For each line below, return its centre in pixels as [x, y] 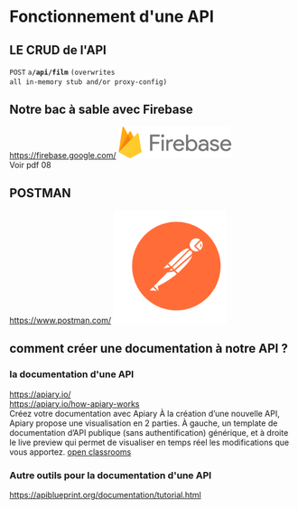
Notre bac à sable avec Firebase [101, 110]
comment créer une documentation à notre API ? [149, 349]
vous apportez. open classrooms [70, 452]
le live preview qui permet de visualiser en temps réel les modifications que [149, 442]
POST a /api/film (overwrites [62, 72]
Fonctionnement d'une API [112, 17]
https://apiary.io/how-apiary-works [74, 403]
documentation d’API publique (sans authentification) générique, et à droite [149, 432]
